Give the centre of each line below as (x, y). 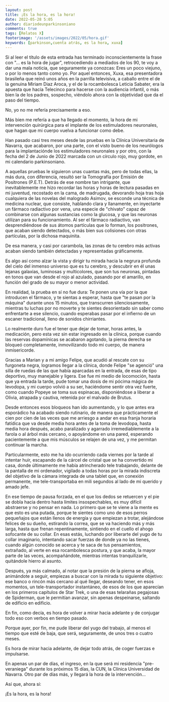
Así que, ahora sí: (23, 684)
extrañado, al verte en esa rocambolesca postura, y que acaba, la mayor (80, 550)
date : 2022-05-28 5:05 (29, 19)
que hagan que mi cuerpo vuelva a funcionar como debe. (65, 130)
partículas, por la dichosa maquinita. (43, 236)
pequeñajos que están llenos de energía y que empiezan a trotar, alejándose (84, 518)
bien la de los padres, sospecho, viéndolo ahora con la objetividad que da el (84, 94)
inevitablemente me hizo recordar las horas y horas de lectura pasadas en (82, 187)
